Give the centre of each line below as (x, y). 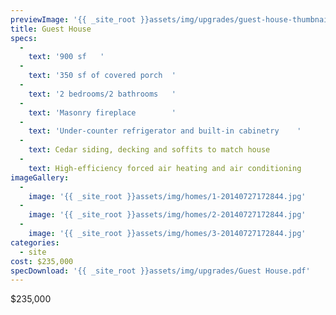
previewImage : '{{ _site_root (73, 19)
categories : (35, 242)
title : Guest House (51, 29)
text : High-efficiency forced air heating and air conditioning (165, 168)
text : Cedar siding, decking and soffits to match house (149, 150)
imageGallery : (40, 177)
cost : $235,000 (42, 261)
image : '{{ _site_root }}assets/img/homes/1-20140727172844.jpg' (167, 196)
